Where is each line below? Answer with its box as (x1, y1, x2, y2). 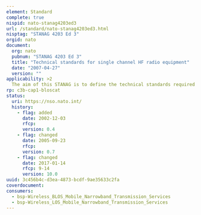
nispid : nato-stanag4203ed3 (6, 20, 77, 26)
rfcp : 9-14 (22, 166, 50, 172)
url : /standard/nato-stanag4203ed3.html (6, 25, 110, 32)
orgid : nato (6, 37, 36, 43)
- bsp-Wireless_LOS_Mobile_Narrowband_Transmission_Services (11, 199, 169, 205)
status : (6, 93, 26, 99)
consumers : (6, 188, 34, 194)
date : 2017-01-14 (22, 160, 66, 166)
